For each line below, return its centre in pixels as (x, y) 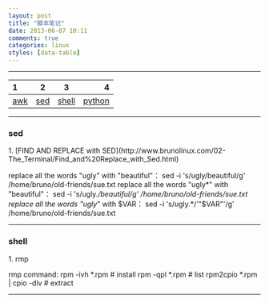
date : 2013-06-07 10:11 (48, 30)
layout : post (30, 16)
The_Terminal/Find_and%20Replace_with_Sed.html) (94, 159)
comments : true (34, 38)
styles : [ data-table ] (44, 53)
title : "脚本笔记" (37, 23)
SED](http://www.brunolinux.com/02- (164, 151)
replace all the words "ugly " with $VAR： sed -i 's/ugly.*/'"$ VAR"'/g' (121, 204)
